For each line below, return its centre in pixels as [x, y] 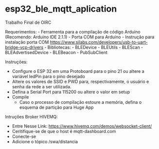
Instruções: [16, 62]
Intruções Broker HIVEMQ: [31, 116]
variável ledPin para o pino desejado [48, 76]
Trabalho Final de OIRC [28, 22]
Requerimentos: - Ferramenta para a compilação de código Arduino [73, 32]
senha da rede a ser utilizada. [42, 86]
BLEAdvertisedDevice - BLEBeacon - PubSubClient [56, 52]
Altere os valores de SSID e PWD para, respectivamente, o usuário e [80, 82]
